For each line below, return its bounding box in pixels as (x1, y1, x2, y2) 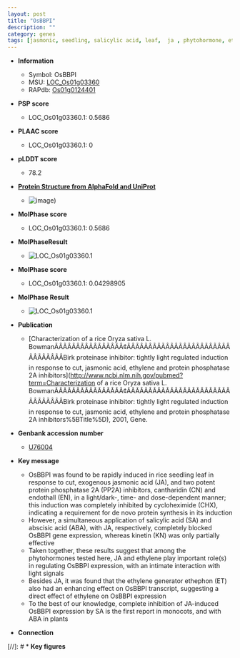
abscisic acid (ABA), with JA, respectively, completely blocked (28, 524, 212, 532)
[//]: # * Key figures (7, 642, 66, 651)
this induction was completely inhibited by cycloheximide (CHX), (28, 501, 219, 510)
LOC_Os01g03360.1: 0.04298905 (28, 279, 126, 288)
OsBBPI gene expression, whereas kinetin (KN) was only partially (28, 531, 220, 540)
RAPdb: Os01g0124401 (28, 86, 96, 94)
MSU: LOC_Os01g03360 (28, 78, 100, 86)
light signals (28, 569, 64, 578)
